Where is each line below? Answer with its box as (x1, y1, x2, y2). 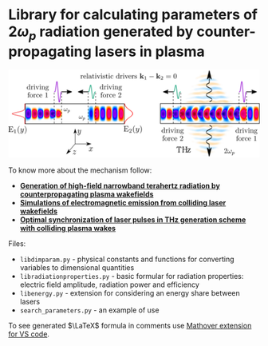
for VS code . (8, 329, 50, 339)
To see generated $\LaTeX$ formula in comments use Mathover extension (8, 320, 252, 330)
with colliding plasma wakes (19, 223, 116, 233)
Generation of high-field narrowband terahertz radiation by (19, 181, 221, 190)
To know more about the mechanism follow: (8, 165, 152, 175)
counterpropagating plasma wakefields (19, 189, 154, 199)
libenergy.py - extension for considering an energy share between (19, 288, 241, 297)
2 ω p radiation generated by (8, 22, 194, 43)
